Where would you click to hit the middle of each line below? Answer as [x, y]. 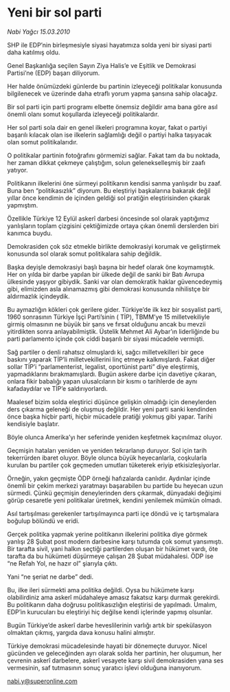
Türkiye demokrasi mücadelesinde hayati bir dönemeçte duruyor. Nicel [107, 646]
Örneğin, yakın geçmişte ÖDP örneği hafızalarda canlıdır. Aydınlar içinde [109, 478]
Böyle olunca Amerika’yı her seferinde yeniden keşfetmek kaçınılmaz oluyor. [115, 437]
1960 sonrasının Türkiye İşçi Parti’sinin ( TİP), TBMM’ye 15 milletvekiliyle [108, 317]
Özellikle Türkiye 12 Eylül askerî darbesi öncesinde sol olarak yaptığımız [108, 219]
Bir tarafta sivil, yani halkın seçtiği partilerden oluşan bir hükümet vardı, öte [113, 548]
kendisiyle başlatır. [33, 423]
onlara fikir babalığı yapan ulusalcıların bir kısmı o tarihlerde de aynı [102, 381]
